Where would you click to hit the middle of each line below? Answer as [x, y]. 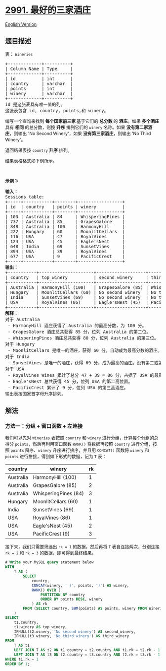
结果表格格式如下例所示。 [31, 161]
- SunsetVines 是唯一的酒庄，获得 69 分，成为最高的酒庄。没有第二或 [83, 363]
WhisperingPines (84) [58, 493]
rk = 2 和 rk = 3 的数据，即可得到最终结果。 [51, 553]
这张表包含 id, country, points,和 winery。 [57, 110]
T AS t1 [22, 646]
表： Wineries [19, 54]
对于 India [17, 356]
